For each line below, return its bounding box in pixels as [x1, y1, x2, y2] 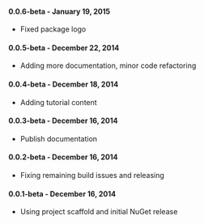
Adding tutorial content [19, 97, 97, 107]
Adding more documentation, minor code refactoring [19, 61, 197, 70]
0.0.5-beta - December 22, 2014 [8, 43, 120, 53]
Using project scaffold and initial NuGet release [19, 207, 178, 217]
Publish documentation [19, 133, 98, 143]
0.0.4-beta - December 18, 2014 [8, 79, 119, 89]
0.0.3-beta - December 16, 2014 [8, 116, 118, 125]
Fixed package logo [19, 24, 87, 34]
